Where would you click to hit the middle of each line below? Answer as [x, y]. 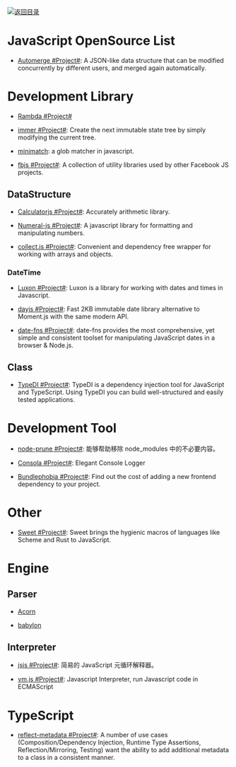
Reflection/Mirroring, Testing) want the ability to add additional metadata [123, 750]
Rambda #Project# [45, 116]
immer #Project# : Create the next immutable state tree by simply [112, 129]
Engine [28, 568]
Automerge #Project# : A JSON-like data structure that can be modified [120, 60]
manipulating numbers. [51, 233]
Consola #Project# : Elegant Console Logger [82, 463]
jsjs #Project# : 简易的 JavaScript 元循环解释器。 [87, 665]
